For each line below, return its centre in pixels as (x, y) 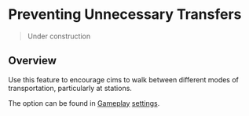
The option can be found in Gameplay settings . (84, 103)
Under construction (59, 36)
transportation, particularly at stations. (70, 88)
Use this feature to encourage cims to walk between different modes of (124, 79)
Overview (33, 61)
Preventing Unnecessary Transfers (125, 14)
